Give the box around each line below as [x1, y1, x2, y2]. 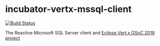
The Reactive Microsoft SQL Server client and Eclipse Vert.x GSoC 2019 [5, 29, 155, 35]
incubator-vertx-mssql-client [5, 3, 132, 15]
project [5, 35, 20, 41]
